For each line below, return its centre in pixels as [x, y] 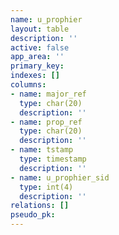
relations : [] [40, 206]
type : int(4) [46, 187]
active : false [40, 47]
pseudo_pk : [33, 215]
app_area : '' [37, 57]
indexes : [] [35, 76]
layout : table [40, 29]
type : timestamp [53, 159]
